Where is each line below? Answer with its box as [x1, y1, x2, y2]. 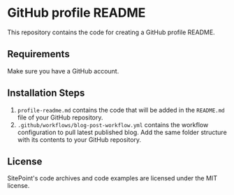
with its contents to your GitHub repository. [17, 135, 142, 144]
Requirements [7, 48, 70, 60]
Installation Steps [7, 87, 85, 99]
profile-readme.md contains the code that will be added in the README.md [17, 106, 225, 114]
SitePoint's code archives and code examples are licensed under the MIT [7, 174, 218, 182]
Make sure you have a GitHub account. [7, 66, 119, 75]
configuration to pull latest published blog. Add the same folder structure [17, 128, 227, 136]
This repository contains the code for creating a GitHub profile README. [7, 28, 215, 36]
